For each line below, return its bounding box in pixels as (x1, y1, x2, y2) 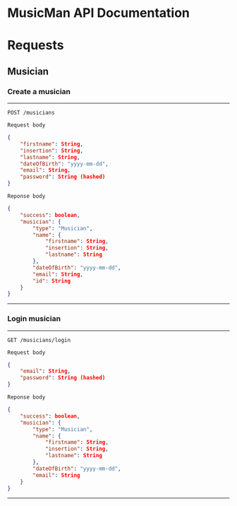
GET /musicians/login (7, 336, 71, 343)
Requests (7, 37, 64, 54)
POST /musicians (7, 110, 55, 117)
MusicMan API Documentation (7, 5, 190, 21)
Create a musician (7, 86, 71, 96)
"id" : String (32, 277, 71, 284)
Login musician (7, 314, 61, 324)
